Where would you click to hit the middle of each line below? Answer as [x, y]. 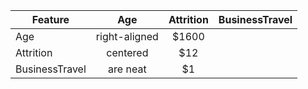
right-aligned [127, 36]
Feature [50, 19]
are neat [127, 69]
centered [127, 52]
